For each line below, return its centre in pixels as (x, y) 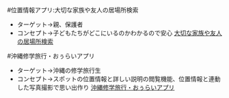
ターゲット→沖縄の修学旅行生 (59, 70)
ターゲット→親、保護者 (50, 24)
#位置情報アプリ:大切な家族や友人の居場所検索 (73, 10)
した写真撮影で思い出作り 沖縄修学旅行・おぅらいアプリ (96, 87)
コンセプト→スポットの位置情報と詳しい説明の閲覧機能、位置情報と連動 (119, 79)
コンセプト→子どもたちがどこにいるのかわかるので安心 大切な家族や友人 (119, 33)
